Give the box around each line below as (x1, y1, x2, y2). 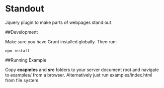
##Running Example (5, 57, 47, 63)
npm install (5, 48, 30, 53)
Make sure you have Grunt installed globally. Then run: (5, 38, 117, 45)
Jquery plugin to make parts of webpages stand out (5, 19, 111, 25)
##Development (5, 29, 38, 35)
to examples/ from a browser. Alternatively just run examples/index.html (5, 72, 153, 78)
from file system (5, 77, 39, 83)
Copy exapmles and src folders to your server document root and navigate (5, 67, 159, 73)
